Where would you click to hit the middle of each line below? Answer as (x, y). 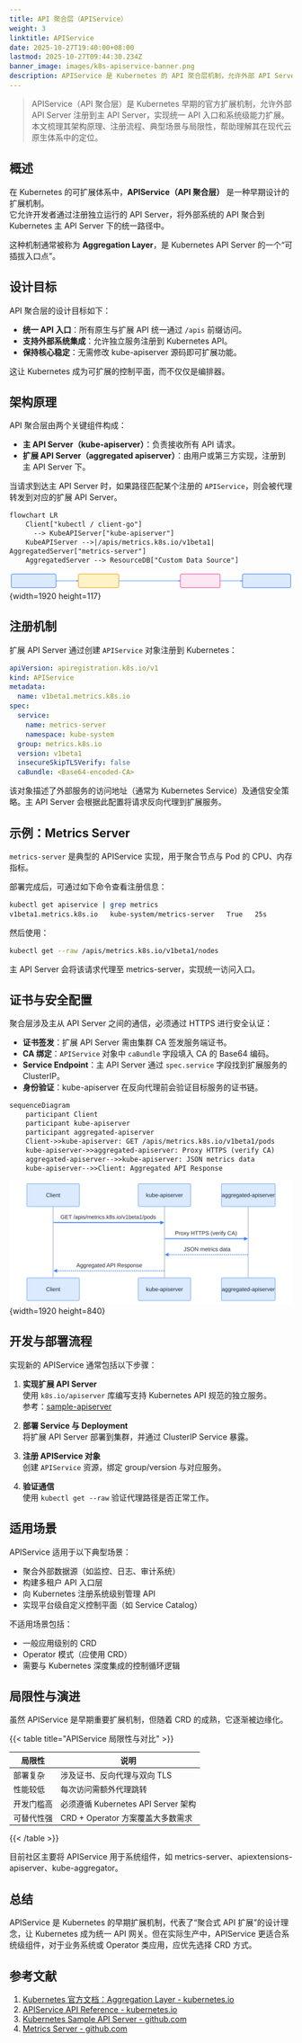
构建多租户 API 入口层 (62, 1582)
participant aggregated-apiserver (90, 1133)
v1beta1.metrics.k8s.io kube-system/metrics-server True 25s (138, 914)
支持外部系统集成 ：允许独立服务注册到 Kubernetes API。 (127, 341)
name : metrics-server (66, 725)
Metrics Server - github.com (75, 2029)
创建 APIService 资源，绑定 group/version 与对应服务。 (124, 1467)
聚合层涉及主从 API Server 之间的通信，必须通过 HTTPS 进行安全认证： (141, 1023)
